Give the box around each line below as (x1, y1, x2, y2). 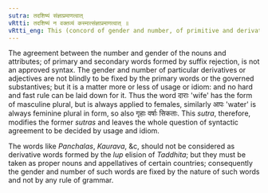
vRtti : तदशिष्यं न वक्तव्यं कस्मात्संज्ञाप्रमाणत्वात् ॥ (8, 19, 129, 27)
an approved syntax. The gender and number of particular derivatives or (8, 65, 246, 75)
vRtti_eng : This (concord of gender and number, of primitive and (8, 26, 234, 34)
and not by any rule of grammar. (8, 175, 114, 185)
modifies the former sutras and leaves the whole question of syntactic (8, 117, 239, 128)
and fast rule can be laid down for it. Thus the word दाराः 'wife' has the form (8, 91, 253, 100)
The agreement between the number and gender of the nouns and (8, 49, 227, 58)
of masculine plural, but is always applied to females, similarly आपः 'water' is (8, 100, 257, 109)
